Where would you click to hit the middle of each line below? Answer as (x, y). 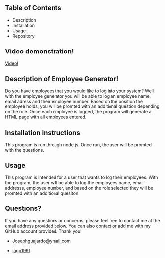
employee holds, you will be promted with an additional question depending (82, 106)
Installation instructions (43, 132)
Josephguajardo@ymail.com (41, 241)
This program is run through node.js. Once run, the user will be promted (79, 145)
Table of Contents (33, 8)
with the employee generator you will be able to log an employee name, (78, 96)
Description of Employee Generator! (62, 79)
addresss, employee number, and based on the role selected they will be (79, 188)
